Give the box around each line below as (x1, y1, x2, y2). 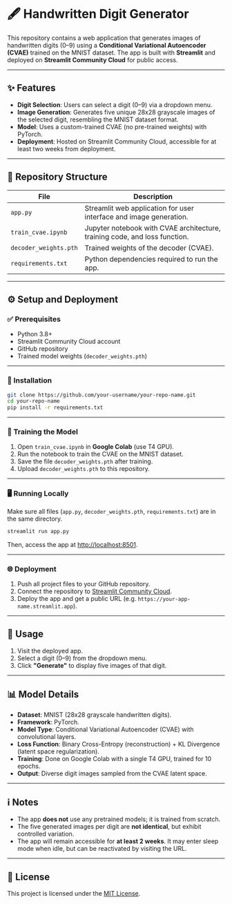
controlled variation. (17, 830, 75, 838)
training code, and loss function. (84, 231, 189, 241)
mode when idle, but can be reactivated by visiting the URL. (17, 845, 188, 853)
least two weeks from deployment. (17, 144, 116, 153)
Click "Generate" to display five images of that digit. (17, 661, 167, 669)
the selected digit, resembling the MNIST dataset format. (17, 115, 179, 124)
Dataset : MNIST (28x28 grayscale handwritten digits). (17, 710, 172, 719)
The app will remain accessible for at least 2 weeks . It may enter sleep (17, 837, 219, 845)
